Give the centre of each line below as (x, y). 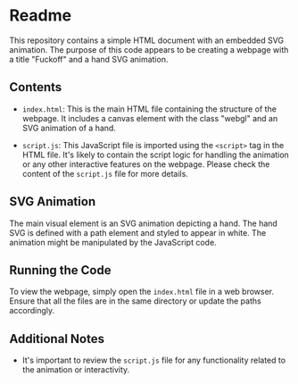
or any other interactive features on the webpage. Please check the (146, 164)
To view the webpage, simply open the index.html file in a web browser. (142, 292)
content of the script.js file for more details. (105, 173)
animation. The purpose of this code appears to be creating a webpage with (149, 49)
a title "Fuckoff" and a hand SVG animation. (89, 59)
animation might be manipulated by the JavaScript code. (113, 242)
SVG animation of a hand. (69, 128)
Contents (36, 87)
